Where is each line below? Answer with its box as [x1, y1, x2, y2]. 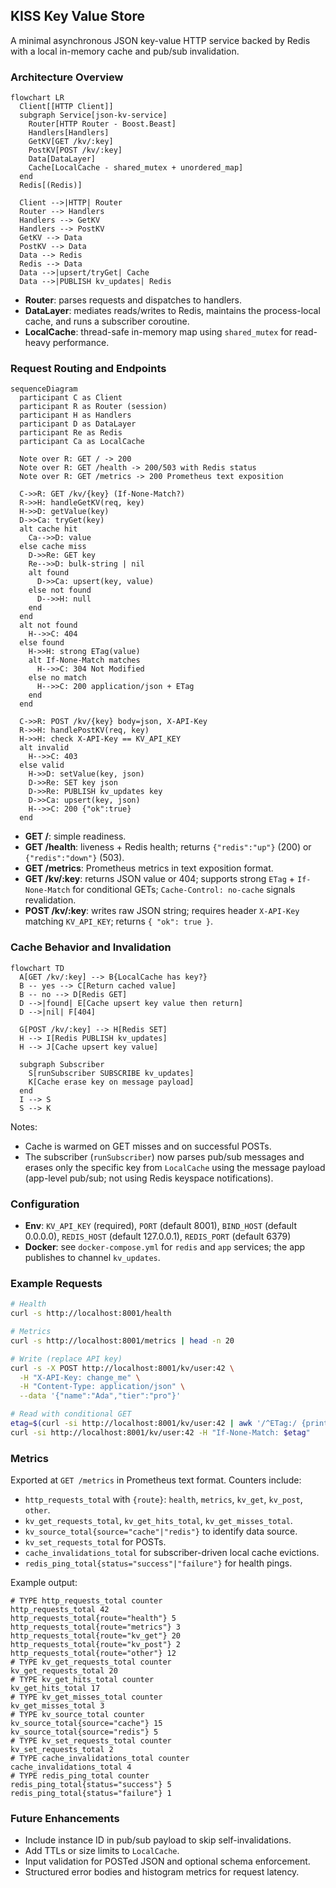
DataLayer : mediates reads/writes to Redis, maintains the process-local [24, 305, 321, 317]
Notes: [10, 1120, 38, 1133]
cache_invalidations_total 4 [10, 1762, 132, 1773]
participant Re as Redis [19, 428, 123, 438]
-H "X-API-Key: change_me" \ [19, 1372, 141, 1383]
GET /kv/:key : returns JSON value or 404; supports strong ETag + [24, 873, 296, 885]
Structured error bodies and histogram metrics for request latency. [24, 1866, 300, 1878]
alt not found [19, 620, 78, 631]
